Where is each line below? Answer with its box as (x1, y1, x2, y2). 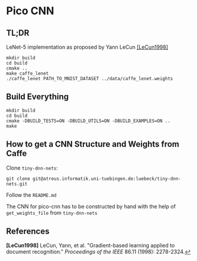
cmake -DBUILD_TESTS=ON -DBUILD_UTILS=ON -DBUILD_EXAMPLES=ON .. (6, 117, 170, 124)
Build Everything (6, 92, 69, 102)
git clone (6, 176, 31, 182)
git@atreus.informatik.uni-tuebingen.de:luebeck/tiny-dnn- (32, 176, 182, 182)
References (6, 227, 50, 237)
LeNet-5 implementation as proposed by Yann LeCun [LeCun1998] (6, 43, 169, 50)
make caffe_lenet (6, 71, 49, 77)
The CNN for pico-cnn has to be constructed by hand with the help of (6, 203, 176, 210)
